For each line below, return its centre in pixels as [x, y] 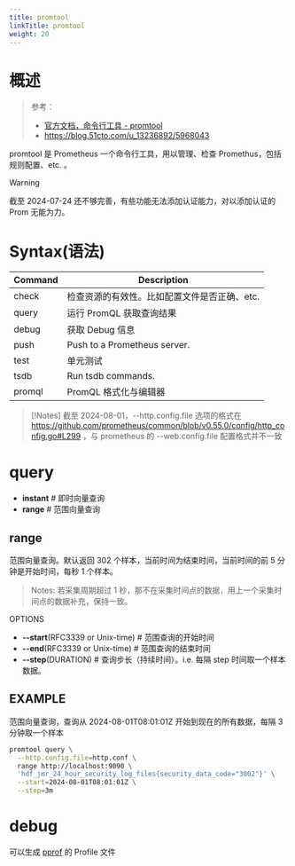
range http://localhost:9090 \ [75, 766]
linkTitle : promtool [47, 26]
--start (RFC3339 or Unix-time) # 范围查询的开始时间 [118, 637]
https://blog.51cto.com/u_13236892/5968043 [127, 136]
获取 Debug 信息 [101, 330]
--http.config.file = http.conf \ [77, 758]
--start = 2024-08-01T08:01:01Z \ [77, 783]
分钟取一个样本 [36, 732]
